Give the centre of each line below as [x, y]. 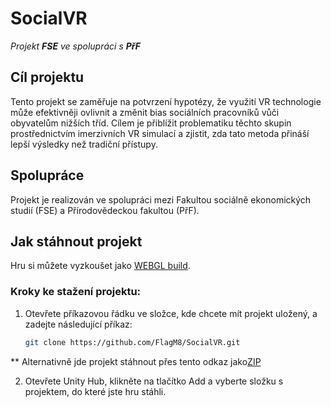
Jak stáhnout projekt [76, 241]
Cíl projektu [47, 77]
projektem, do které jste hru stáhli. [95, 391]
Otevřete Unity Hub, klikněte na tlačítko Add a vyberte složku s [154, 381]
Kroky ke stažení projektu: [76, 292]
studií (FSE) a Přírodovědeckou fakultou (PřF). [105, 210]
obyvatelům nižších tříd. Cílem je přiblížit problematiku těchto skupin [151, 123]
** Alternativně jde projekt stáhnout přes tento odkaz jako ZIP [136, 361]
